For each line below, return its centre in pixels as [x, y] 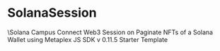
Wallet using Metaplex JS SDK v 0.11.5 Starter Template [88, 39]
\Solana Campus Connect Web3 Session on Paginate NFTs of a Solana [110, 32]
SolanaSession [52, 13]
